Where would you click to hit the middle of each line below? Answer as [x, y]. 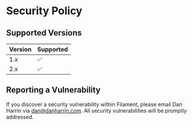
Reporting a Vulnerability [53, 90]
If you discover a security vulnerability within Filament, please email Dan [94, 104]
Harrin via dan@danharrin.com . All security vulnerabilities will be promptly [97, 110]
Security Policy [44, 11]
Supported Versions [44, 33]
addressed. [20, 117]
